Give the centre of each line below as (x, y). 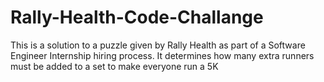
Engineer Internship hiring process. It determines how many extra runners (162, 55)
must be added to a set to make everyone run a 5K (114, 66)
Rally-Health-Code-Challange (137, 17)
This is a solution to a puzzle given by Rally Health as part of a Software (158, 45)
